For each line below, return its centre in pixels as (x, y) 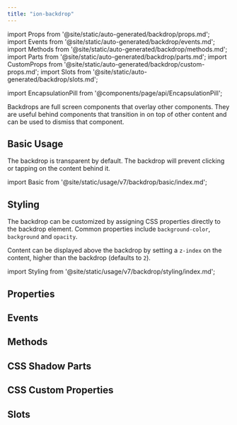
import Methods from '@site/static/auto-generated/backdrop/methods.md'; (117, 49)
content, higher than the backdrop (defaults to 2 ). (79, 258)
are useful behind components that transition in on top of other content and (117, 114)
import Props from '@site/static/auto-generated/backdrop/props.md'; (109, 34)
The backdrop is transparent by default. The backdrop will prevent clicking (116, 161)
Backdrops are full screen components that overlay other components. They (118, 106)
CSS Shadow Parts (50, 366)
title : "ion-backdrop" (41, 14)
